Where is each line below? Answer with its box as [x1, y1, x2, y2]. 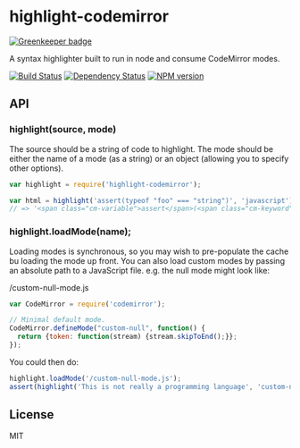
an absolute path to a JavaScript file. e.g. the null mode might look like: [9, 265, 271, 275]
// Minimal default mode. [9, 316, 105, 325]
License [9, 407, 54, 422]
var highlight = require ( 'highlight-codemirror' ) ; [9, 180, 202, 189]
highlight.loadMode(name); [9, 225, 132, 238]
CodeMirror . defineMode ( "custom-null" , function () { [9, 324, 205, 333]
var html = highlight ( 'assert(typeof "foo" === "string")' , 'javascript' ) [9, 196, 294, 205]
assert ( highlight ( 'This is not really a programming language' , [9, 382, 254, 391]
